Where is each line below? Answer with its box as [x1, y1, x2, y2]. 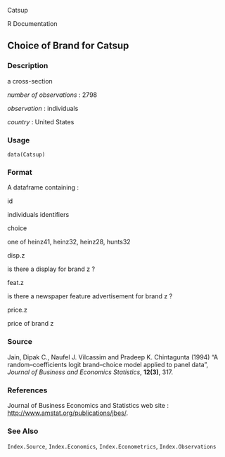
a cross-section [7, 77, 53, 85]
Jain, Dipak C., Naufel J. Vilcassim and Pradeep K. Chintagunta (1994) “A [7, 352, 219, 361]
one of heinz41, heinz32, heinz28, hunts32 [7, 238, 131, 246]
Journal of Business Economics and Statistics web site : [7, 401, 169, 409]
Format [7, 167, 33, 177]
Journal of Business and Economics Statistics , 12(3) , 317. [7, 368, 174, 376]
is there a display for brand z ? [7, 265, 96, 273]
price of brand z [7, 319, 54, 328]
